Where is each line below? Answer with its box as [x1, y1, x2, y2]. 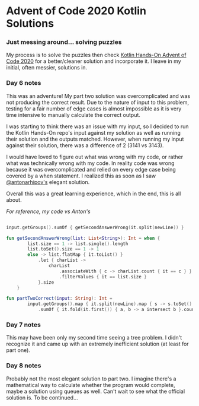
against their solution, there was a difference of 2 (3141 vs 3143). [6, 141, 164, 149]
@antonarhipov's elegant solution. [6, 178, 90, 185]
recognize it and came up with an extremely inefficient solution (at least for [6, 340, 189, 348]
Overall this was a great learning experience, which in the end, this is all [6, 190, 181, 197]
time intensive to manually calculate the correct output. [6, 111, 141, 118]
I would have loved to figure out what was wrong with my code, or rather [6, 153, 184, 160]
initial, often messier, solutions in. [6, 64, 88, 71]
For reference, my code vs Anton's [6, 208, 91, 215]
